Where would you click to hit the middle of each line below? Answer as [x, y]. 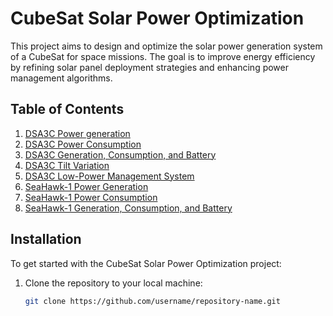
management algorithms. [61, 78]
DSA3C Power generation [77, 133]
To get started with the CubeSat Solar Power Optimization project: [146, 263]
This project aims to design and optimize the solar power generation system [166, 46]
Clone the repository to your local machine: [113, 283]
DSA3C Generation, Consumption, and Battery [120, 154]
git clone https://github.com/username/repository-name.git [152, 301]
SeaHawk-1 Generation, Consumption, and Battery [128, 208]
